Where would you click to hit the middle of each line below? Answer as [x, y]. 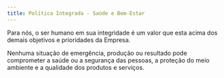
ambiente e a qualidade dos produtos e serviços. [76, 67]
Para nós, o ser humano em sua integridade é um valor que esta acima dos [112, 33]
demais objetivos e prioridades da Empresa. [69, 40]
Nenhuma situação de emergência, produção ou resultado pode [97, 53]
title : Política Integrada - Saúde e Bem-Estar [76, 13]
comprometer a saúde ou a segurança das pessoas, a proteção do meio [108, 60]
